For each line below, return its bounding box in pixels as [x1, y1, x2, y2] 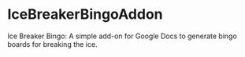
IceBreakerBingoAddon [7, 5, 163, 23]
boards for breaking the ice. [7, 39, 98, 48]
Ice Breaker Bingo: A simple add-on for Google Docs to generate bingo [7, 31, 237, 41]
